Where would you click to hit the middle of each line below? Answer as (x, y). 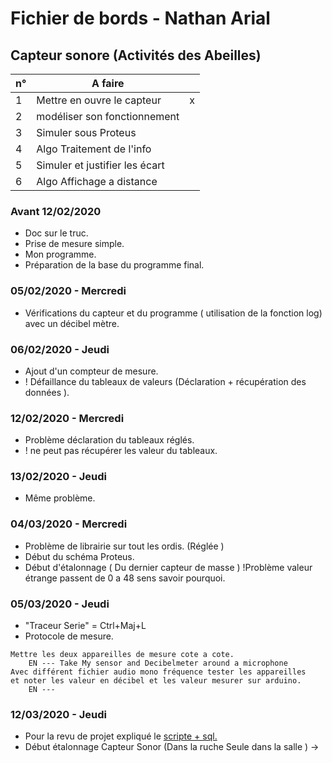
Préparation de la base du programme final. (114, 265)
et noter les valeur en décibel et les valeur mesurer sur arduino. (156, 681)
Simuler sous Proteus (86, 132)
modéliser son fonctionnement (108, 116)
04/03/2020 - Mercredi (69, 524)
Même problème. (60, 498)
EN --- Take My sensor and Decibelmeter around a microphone (158, 663)
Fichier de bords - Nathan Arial (140, 18)
